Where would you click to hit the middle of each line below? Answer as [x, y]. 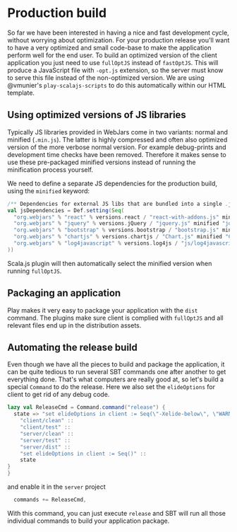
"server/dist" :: [45, 447]
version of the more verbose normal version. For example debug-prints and [117, 147]
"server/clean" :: [47, 434]
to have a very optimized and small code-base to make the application [109, 47]
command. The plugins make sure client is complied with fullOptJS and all [115, 318]
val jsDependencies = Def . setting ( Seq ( [66, 210]
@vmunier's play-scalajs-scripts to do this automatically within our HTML [117, 85]
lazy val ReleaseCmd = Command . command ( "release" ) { [86, 407]
